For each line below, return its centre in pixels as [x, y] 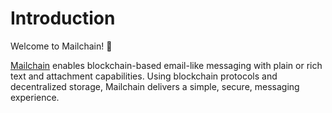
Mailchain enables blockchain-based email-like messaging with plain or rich [166, 65]
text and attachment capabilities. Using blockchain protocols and [144, 76]
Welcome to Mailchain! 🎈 [61, 46]
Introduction [63, 18]
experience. [35, 97]
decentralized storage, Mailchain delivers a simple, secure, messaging [155, 86]
